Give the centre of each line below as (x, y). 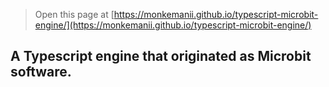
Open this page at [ (74, 14)
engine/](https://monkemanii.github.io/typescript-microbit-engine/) (173, 25)
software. (41, 72)
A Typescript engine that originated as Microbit (161, 56)
